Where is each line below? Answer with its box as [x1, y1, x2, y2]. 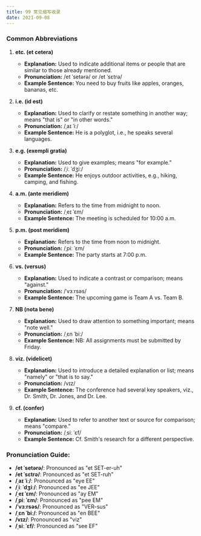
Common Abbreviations [6, 35, 78, 43]
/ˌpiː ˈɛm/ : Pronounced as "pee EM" [15, 497, 104, 504]
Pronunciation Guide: [6, 450, 70, 459]
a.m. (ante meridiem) [15, 189, 70, 197]
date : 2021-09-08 [6, 15, 50, 21]
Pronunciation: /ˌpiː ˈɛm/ [24, 244, 85, 252]
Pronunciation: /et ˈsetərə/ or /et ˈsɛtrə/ [24, 73, 122, 80]
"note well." [24, 324, 53, 331]
